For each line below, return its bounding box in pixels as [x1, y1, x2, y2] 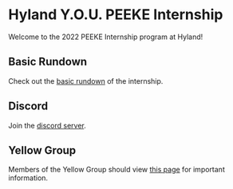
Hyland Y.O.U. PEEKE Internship [8, 6, 223, 24]
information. [8, 173, 49, 183]
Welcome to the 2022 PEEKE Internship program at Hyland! [8, 32, 203, 41]
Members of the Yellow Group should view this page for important [8, 165, 225, 175]
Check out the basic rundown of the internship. [8, 76, 164, 85]
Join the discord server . [8, 120, 86, 130]
